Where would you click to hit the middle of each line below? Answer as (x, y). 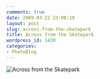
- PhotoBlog (21, 52)
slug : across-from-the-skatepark (49, 29)
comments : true (26, 12)
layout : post (23, 23)
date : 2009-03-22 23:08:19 (41, 18)
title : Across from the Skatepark (50, 35)
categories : (21, 47)
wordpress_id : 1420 (31, 40)
